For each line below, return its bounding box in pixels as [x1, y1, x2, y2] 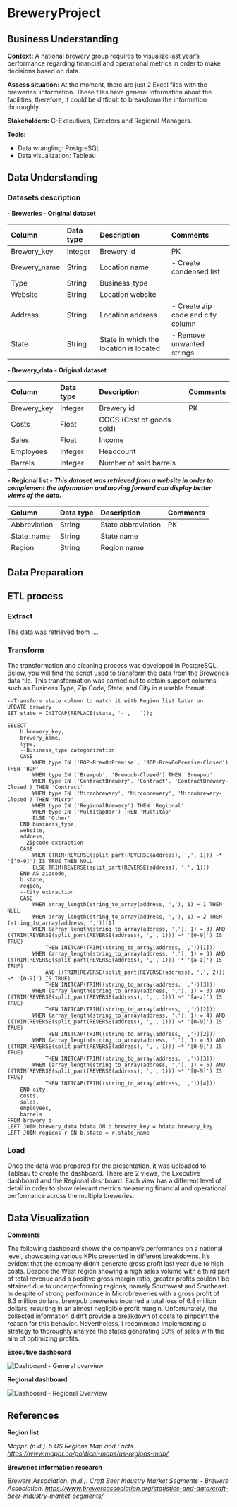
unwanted [171, 338, 205, 348]
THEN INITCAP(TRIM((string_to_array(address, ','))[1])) [44, 944, 217, 951]
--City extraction [20, 889, 74, 896]
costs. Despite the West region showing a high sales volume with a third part [7, 1267, 230, 1276]
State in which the [99, 334, 159, 344]
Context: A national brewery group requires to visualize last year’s [7, 51, 200, 60]
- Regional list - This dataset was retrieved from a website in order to [7, 476, 214, 484]
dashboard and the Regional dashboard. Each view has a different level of [7, 1176, 222, 1185]
